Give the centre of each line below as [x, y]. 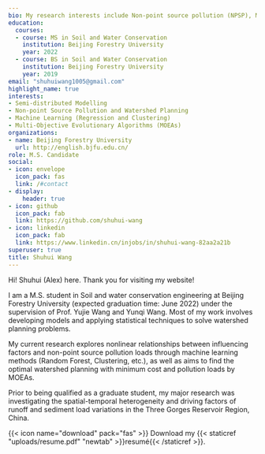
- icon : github [33, 206]
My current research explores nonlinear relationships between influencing [128, 344]
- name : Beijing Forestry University [70, 140]
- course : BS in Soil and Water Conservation [91, 60]
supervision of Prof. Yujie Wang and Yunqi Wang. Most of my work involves [131, 311]
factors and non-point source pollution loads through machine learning [123, 352]
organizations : [33, 132]
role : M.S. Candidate [44, 154]
